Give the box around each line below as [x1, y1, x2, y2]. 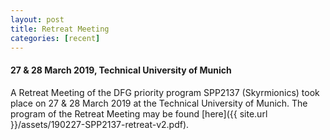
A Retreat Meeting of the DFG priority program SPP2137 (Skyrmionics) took [10, 86, 320, 98]
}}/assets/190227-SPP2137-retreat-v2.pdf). [10, 118, 190, 130]
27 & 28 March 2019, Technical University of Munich [10, 64, 232, 76]
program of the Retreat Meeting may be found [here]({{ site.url [10, 107, 268, 120]
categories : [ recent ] [10, 33, 101, 43]
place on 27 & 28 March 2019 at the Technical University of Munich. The [10, 97, 308, 109]
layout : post [10, 14, 65, 25]
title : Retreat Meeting [10, 24, 110, 34]
